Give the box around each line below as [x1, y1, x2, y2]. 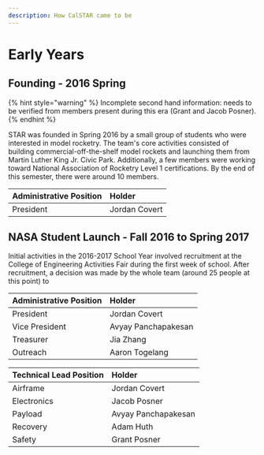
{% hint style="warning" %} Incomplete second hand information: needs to [8, 98, 252, 107]
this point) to [8, 277, 50, 286]
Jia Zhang [109, 334, 147, 345]
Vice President [12, 321, 67, 332]
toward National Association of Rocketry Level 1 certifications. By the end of [8, 163, 255, 173]
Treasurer [12, 334, 49, 345]
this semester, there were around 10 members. [8, 171, 159, 181]
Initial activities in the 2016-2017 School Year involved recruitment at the [8, 252, 243, 261]
